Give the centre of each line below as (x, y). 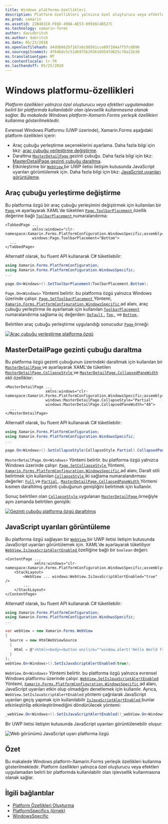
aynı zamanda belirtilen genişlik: (38, 502)
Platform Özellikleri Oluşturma (43, 805)
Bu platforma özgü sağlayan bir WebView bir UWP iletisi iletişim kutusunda (80, 539)
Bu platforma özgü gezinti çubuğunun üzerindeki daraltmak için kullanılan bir (84, 362)
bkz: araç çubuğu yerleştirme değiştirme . (55, 150)
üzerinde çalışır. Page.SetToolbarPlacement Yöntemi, (58, 298)
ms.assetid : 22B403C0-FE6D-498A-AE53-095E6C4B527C (59, 24)
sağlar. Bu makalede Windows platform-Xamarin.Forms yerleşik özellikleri (81, 115)
